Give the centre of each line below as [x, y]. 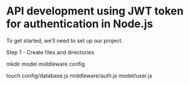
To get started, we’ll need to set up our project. [65, 40]
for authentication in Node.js [80, 24]
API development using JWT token [95, 11]
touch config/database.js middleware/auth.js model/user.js [79, 75]
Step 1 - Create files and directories [50, 52]
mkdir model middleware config [46, 64]
